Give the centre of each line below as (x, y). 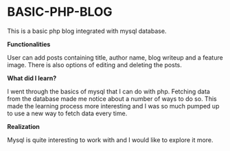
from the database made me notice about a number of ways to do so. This (112, 98)
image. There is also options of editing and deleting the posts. (94, 65)
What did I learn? (32, 78)
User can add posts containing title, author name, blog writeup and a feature (115, 57)
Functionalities (29, 44)
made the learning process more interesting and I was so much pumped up (113, 106)
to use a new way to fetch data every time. (67, 113)
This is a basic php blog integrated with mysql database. (87, 31)
